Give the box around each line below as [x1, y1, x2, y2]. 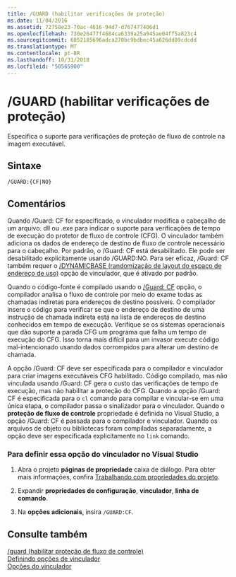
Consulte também [7, 528, 88, 540]
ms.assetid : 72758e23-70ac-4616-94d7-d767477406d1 [7, 23, 159, 30]
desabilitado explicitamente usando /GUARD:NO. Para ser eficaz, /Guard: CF [7, 254, 229, 262]
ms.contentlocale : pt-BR [7, 50, 80, 57]
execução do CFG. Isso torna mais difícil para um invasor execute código [7, 335, 220, 344]
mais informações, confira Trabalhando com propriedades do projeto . [17, 473, 220, 482]
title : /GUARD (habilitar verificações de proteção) [7, 10, 166, 18]
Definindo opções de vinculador [7, 554, 101, 563]
